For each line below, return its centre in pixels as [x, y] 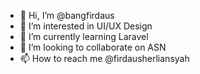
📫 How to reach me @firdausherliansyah [104, 58]
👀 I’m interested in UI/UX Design [86, 26]
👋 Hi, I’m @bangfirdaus [67, 15]
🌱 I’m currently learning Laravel [84, 36]
